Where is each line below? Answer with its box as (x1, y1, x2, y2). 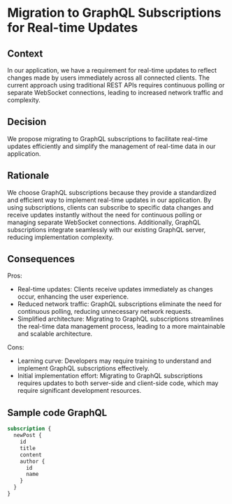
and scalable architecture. (17, 330, 93, 338)
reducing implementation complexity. (7, 233, 114, 241)
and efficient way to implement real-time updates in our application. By (7, 196, 212, 204)
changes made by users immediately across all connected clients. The (7, 73, 210, 82)
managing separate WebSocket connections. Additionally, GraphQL (7, 218, 201, 226)
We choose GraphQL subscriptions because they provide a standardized (7, 188, 217, 196)
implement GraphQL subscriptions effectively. (17, 364, 150, 373)
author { (20, 458, 45, 465)
